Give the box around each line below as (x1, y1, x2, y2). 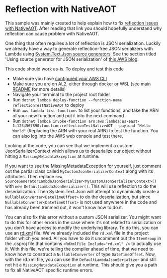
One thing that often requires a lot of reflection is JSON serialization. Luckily (5, 40, 161, 46)
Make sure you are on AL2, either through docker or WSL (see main (12, 81, 151, 87)
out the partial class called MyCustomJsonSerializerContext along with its (5, 168, 153, 174)
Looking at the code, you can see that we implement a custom (5, 142, 133, 148)
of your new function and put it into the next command (12, 112, 124, 118)
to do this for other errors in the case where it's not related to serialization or (5, 219, 162, 225)
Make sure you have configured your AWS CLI (12, 75, 107, 81)
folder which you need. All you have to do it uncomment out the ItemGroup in (5, 235, 162, 241)
